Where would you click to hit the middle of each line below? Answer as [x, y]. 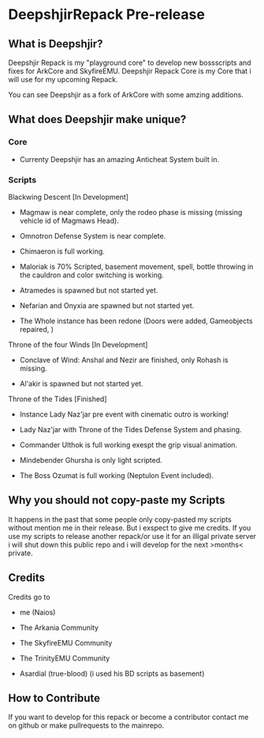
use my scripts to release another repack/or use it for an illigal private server [132, 536]
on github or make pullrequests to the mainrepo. [86, 725]
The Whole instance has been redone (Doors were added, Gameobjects [136, 321]
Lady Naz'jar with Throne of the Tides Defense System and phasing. [130, 429]
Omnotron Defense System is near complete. [93, 235]
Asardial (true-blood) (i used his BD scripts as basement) [112, 673]
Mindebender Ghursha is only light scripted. [91, 460]
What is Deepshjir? [56, 44]
